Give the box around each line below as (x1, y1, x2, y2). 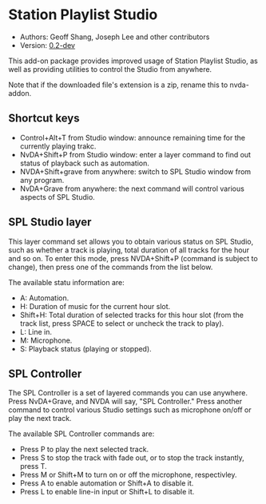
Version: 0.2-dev (19, 40, 76, 50)
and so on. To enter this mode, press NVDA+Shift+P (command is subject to (8, 253, 258, 263)
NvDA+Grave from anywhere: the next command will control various (19, 184, 245, 193)
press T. (19, 462, 47, 471)
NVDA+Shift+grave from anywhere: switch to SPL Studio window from (19, 166, 252, 177)
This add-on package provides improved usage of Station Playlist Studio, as (8, 56, 258, 65)
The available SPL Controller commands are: (8, 429, 155, 439)
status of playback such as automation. (19, 158, 149, 168)
